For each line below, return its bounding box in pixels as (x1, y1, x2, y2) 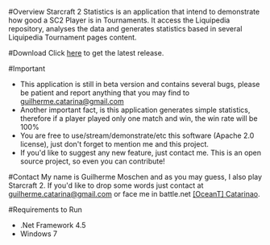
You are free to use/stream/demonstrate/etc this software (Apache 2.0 (19, 131, 255, 140)
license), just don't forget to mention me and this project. (19, 139, 210, 148)
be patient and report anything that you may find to (19, 88, 190, 98)
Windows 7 (19, 229, 58, 239)
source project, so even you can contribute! (19, 156, 165, 166)
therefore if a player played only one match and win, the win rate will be (19, 114, 258, 123)
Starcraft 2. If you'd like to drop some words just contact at (8, 181, 204, 190)
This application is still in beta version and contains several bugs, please (19, 80, 260, 89)
